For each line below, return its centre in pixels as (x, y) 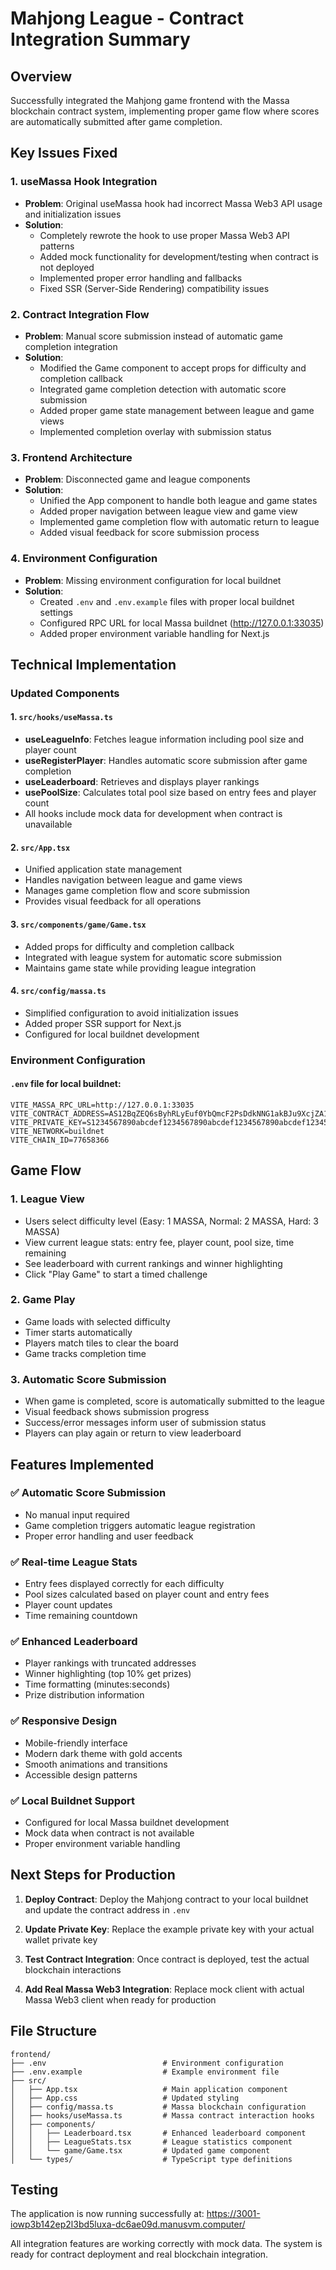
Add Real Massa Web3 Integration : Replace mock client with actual (164, 1989)
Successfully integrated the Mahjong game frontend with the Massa (150, 100)
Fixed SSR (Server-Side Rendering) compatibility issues (154, 288)
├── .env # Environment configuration (147, 2063)
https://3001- (233, 2214)
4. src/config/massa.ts (58, 991)
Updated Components (65, 693)
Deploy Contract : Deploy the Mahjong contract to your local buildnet (166, 1899)
